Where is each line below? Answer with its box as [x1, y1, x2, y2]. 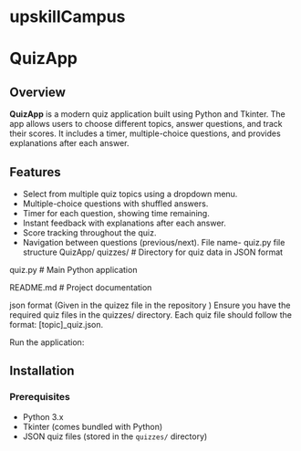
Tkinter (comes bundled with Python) [22, 421, 163, 432]
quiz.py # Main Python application [9, 265, 138, 275]
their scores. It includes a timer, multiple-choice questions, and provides [9, 128, 281, 139]
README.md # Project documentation [9, 282, 152, 293]
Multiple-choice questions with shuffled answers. [22, 198, 209, 209]
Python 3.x [22, 411, 64, 422]
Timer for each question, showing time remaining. [22, 208, 210, 218]
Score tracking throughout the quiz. [22, 227, 157, 238]
